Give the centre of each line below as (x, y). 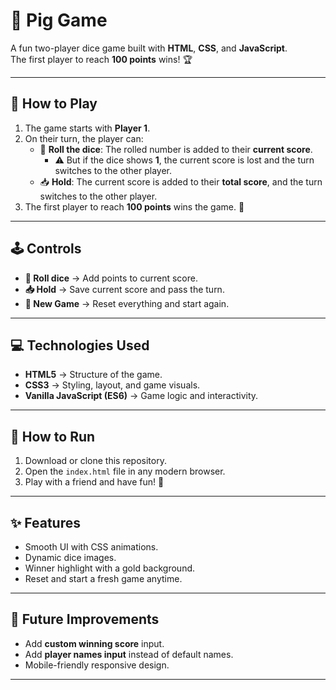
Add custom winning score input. (94, 643)
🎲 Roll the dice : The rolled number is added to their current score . (176, 149)
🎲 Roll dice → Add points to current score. (111, 278)
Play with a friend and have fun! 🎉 (94, 482)
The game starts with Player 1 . (87, 128)
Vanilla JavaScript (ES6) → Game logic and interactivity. (141, 396)
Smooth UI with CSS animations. (91, 547)
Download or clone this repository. (95, 461)
